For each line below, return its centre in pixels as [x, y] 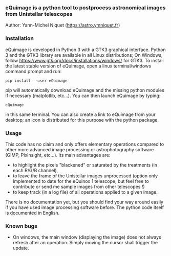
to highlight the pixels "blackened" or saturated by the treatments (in [85, 165]
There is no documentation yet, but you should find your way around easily [84, 202]
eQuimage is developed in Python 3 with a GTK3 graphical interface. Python [86, 50]
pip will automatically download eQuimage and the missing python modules [85, 90]
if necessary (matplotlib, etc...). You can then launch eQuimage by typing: [83, 96]
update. [21, 248]
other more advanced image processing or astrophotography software [80, 149]
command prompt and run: [34, 71]
